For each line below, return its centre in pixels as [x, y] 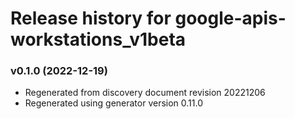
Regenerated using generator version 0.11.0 [114, 103]
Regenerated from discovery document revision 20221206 [145, 93]
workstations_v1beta [98, 39]
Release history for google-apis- [148, 18]
